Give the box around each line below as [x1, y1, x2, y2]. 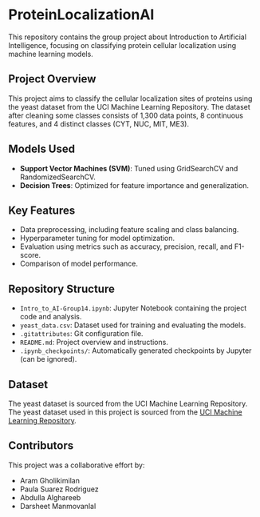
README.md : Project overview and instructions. [19, 338, 169, 347]
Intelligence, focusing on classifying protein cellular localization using [8, 40, 237, 50]
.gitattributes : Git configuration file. [19, 329, 144, 339]
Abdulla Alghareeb [19, 492, 81, 502]
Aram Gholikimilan [19, 475, 80, 485]
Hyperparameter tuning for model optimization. [19, 234, 175, 243]
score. [19, 250, 41, 260]
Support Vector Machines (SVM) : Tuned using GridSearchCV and [19, 163, 238, 173]
